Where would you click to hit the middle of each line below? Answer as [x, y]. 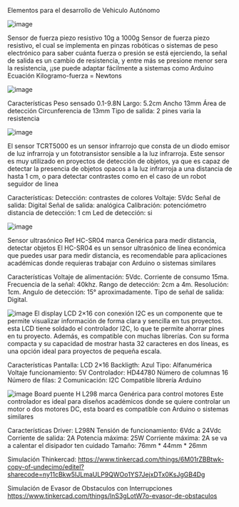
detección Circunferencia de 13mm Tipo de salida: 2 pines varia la [104, 111]
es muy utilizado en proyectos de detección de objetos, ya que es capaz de [118, 161]
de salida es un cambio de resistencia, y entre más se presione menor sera [117, 61]
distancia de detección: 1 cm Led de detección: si [80, 213]
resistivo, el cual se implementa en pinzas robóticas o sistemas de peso [113, 45]
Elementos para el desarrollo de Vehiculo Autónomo [84, 10]
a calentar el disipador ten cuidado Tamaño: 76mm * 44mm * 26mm [107, 445]
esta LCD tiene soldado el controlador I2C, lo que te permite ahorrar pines [116, 328]
